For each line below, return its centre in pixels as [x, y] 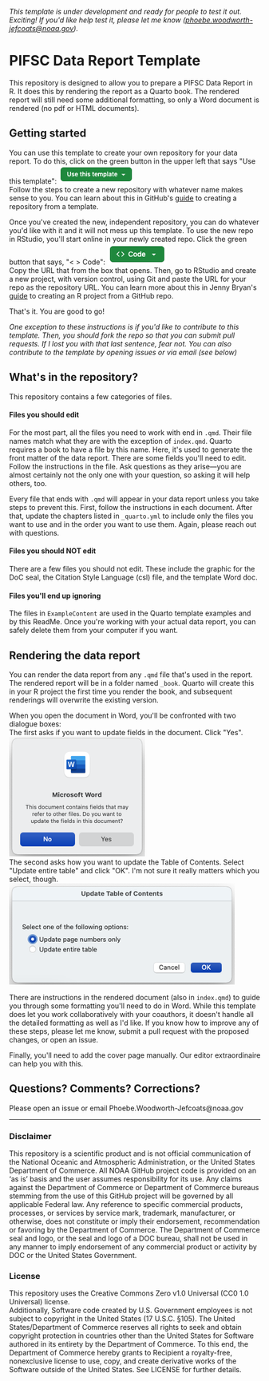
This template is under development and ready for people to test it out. [125, 12]
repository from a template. [54, 206]
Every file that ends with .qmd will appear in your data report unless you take [134, 499]
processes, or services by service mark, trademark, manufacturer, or [122, 1213]
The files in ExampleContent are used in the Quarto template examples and [130, 613]
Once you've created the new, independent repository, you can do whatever [134, 222]
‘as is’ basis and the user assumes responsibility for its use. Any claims [126, 1179]
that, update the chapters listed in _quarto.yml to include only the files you [131, 516]
